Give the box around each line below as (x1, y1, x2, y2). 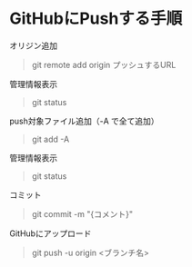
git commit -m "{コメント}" (31, 208, 134, 219)
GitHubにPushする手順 (9, 8, 183, 29)
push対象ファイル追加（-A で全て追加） (9, 115, 159, 126)
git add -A (31, 133, 70, 144)
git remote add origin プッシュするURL (31, 59, 177, 70)
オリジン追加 (9, 40, 57, 51)
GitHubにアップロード (9, 228, 92, 239)
